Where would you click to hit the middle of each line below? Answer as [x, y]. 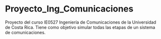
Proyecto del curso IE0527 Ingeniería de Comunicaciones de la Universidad [81, 22]
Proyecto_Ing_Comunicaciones [69, 9]
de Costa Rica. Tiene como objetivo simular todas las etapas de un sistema [80, 27]
